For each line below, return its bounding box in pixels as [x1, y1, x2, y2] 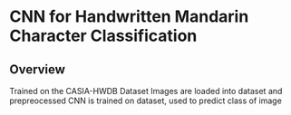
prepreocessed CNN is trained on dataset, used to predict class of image [9, 95, 283, 106]
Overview [9, 62, 66, 77]
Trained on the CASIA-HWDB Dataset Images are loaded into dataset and [9, 86, 283, 96]
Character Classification [9, 25, 198, 46]
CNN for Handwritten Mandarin [9, 6, 249, 27]
